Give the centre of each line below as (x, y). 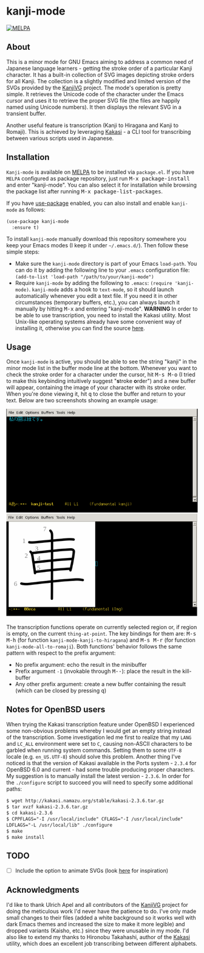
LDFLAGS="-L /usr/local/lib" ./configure (59, 825)
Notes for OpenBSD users (56, 710)
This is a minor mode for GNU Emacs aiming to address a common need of (100, 61)
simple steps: (23, 252)
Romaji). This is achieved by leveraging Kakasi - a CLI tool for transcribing (99, 131)
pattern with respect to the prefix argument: (61, 653)
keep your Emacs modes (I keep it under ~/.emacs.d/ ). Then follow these (97, 245)
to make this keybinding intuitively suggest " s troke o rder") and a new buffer (101, 381)
